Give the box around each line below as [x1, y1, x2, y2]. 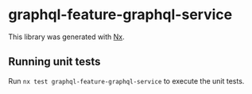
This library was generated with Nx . [8, 32, 125, 41]
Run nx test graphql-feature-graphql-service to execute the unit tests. [8, 76, 245, 85]
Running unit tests [8, 55, 101, 69]
